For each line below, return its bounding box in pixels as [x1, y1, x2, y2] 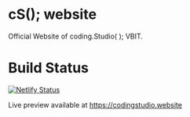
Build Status [8, 59, 89, 77]
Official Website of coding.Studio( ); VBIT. [8, 31, 144, 41]
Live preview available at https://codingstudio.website [8, 100, 183, 109]
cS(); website [8, 5, 97, 24]
